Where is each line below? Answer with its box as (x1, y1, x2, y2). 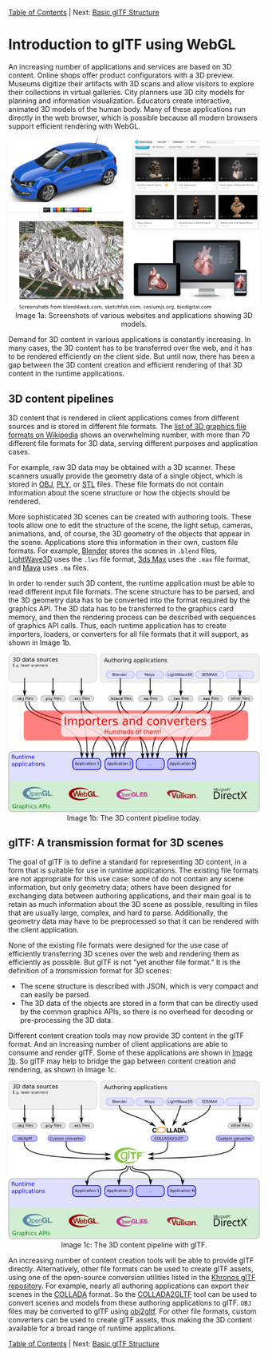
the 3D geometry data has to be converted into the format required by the (8, 595, 250, 605)
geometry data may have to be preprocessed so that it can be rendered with (8, 917, 259, 926)
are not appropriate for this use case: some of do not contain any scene (8, 874, 244, 884)
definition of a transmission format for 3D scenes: (8, 966, 171, 976)
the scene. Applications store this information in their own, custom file (8, 538, 238, 547)
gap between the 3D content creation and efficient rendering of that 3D (8, 360, 243, 370)
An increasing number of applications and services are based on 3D (8, 62, 232, 71)
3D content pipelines (8, 392, 114, 405)
